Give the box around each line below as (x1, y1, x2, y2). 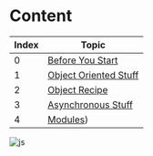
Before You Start (47, 54, 118, 67)
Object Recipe (47, 83, 108, 96)
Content (9, 5, 73, 26)
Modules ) (47, 113, 89, 126)
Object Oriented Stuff (47, 68, 139, 81)
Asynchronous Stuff (47, 98, 134, 110)
